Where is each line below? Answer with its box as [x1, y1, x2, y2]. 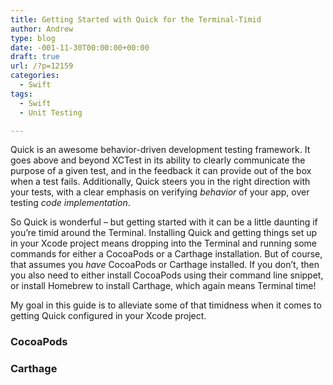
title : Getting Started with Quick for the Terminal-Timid [10, 14, 262, 25]
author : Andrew [10, 24, 74, 34]
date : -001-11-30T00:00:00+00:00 [10, 42, 150, 53]
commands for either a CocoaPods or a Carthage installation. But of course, [10, 248, 323, 260]
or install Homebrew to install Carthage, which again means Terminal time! [10, 280, 317, 292]
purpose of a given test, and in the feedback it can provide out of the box [10, 165, 312, 177]
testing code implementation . [10, 197, 131, 209]
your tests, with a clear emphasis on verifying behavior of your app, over [10, 186, 310, 198]
